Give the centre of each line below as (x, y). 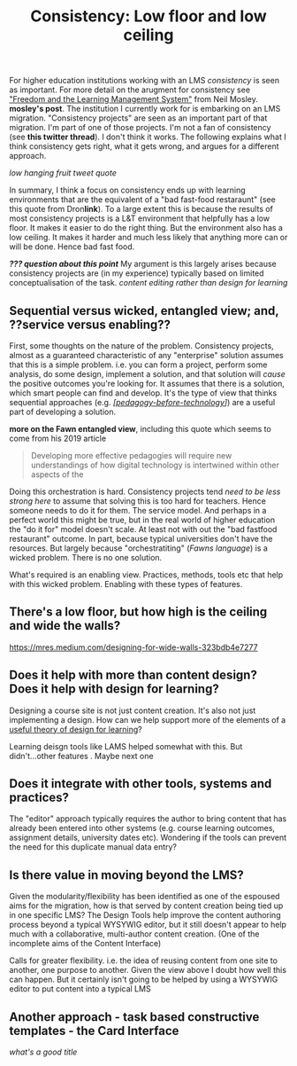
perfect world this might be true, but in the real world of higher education (142, 520)
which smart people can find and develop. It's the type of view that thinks (143, 393)
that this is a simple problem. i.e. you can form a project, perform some (138, 364)
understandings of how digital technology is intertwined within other (155, 465)
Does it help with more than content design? (133, 675)
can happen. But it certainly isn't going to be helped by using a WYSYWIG (144, 980)
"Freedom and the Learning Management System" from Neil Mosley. (133, 99)
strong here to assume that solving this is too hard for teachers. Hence (138, 501)
